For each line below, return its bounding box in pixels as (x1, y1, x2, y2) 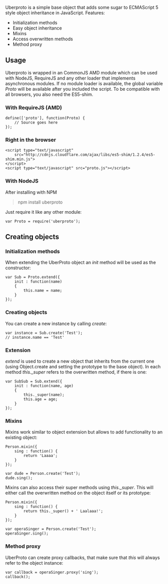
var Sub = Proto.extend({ (5, 275, 60, 280)
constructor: (5, 265, 31, 271)
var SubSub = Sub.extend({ (5, 378, 62, 384)
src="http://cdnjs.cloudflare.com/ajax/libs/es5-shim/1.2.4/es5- (14, 153, 156, 158)
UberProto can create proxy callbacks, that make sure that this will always (5, 554, 160, 561)
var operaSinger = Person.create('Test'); (5, 526, 96, 532)
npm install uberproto (17, 199, 63, 205)
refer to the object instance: (5, 560, 63, 566)
